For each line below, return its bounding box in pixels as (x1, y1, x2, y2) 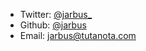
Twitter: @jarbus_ (19, 9, 93, 20)
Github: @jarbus (19, 19, 87, 31)
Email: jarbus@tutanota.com (19, 30, 137, 41)
